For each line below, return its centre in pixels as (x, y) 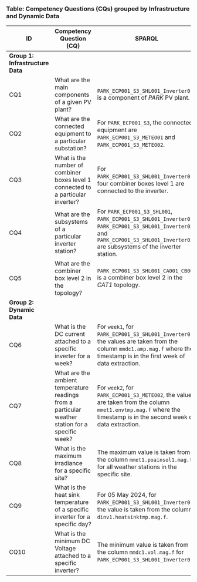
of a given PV (73, 102)
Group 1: (21, 56)
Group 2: (21, 302)
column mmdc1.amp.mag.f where (140, 349)
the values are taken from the (137, 341)
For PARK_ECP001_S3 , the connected (145, 123)
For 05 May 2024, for (127, 495)
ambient (66, 381)
